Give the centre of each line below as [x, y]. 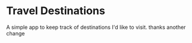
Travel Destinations [56, 11]
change [16, 33]
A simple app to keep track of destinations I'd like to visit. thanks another [96, 27]
